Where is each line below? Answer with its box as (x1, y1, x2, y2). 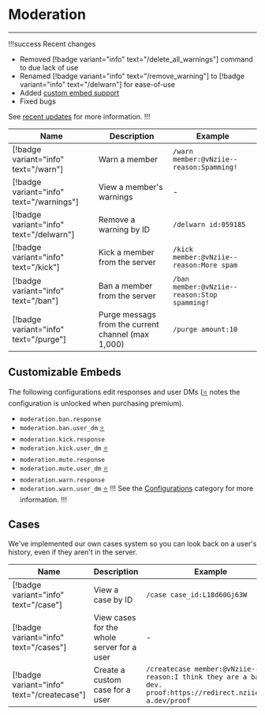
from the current (98, 319, 159, 330)
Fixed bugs (19, 96, 57, 106)
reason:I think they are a (145, 672, 248, 681)
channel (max (98, 328, 150, 339)
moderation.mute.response (19, 456, 105, 463)
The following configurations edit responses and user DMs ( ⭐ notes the (8, 387, 241, 396)
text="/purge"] (12, 334, 67, 345)
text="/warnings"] (12, 196, 80, 207)
